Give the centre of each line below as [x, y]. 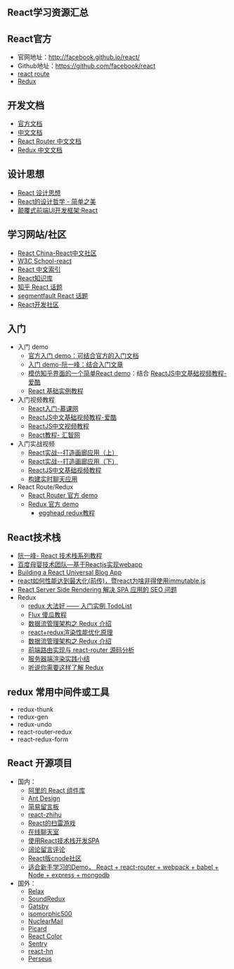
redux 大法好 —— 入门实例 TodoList [80, 606]
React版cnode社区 [55, 858]
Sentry [38, 944]
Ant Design [44, 798]
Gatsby [38, 906]
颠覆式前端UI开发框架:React [58, 210]
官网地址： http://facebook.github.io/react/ [79, 57]
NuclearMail [45, 921]
